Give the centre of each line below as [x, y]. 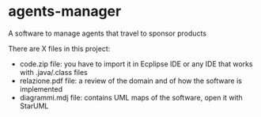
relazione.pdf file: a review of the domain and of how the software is [131, 81]
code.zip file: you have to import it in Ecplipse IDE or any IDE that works [136, 64]
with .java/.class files [54, 72]
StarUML [34, 106]
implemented [41, 89]
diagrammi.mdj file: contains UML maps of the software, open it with [131, 97]
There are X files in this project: [59, 48]
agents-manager [65, 11]
